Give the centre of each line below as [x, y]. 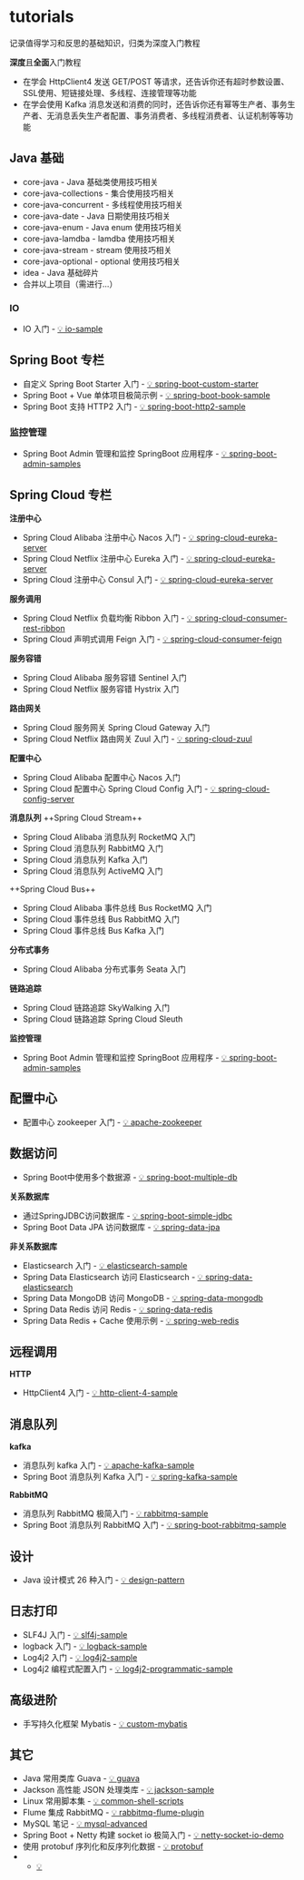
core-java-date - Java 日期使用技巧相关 [96, 216]
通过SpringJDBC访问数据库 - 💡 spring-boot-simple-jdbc [127, 1215]
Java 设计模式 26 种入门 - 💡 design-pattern [103, 1580]
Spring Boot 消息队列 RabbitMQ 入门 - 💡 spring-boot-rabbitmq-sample [154, 1525]
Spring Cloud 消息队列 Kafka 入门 [85, 859]
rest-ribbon [44, 628]
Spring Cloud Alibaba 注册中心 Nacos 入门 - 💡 [108, 537]
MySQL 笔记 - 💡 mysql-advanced [85, 1824]
